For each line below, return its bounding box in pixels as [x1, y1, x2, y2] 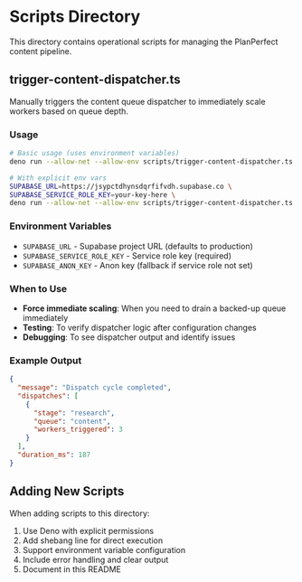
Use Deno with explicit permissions [22, 525, 155, 536]
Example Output [9, 354, 82, 367]
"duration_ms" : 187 [17, 450, 91, 460]
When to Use [9, 282, 68, 295]
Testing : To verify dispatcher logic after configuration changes [22, 322, 257, 333]
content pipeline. [9, 45, 72, 56]
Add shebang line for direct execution [22, 535, 164, 546]
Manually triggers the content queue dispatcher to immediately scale [9, 96, 266, 107]
